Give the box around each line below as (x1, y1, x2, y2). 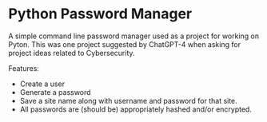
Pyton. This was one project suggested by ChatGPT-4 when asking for (8, 39, 241, 49)
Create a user (19, 79, 66, 89)
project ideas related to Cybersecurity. (8, 48, 135, 57)
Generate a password (19, 87, 91, 96)
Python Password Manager (8, 5, 193, 23)
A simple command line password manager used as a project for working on (8, 31, 260, 41)
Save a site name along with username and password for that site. (19, 96, 237, 105)
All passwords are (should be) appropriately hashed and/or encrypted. (19, 104, 252, 114)
